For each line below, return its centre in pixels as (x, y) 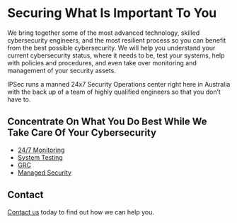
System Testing (40, 157)
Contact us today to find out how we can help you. (81, 212)
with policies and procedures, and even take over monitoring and (102, 62)
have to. (19, 99)
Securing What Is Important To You (112, 13)
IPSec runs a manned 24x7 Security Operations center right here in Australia (119, 84)
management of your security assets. (62, 70)
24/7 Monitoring (41, 150)
